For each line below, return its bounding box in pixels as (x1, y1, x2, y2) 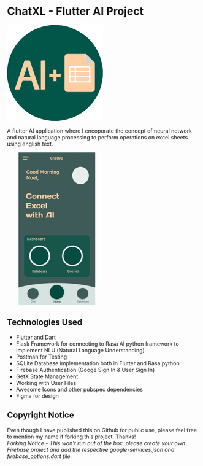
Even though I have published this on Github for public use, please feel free (7, 426, 197, 433)
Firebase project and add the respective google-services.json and (7, 446, 175, 453)
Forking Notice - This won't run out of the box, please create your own (7, 439, 186, 446)
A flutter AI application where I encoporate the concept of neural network (7, 127, 193, 134)
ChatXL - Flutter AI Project (7, 4, 144, 18)
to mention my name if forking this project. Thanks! (7, 433, 136, 440)
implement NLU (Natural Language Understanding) (15, 346, 145, 354)
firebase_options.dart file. (7, 452, 72, 460)
